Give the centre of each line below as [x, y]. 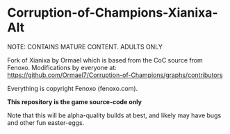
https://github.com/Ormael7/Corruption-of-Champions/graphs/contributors [115, 75]
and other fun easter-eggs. [46, 122]
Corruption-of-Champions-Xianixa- [113, 13]
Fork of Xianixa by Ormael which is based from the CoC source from [105, 60]
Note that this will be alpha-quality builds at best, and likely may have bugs [114, 115]
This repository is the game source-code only [75, 101]
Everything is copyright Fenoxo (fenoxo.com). [73, 88]
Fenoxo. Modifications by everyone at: [62, 67]
